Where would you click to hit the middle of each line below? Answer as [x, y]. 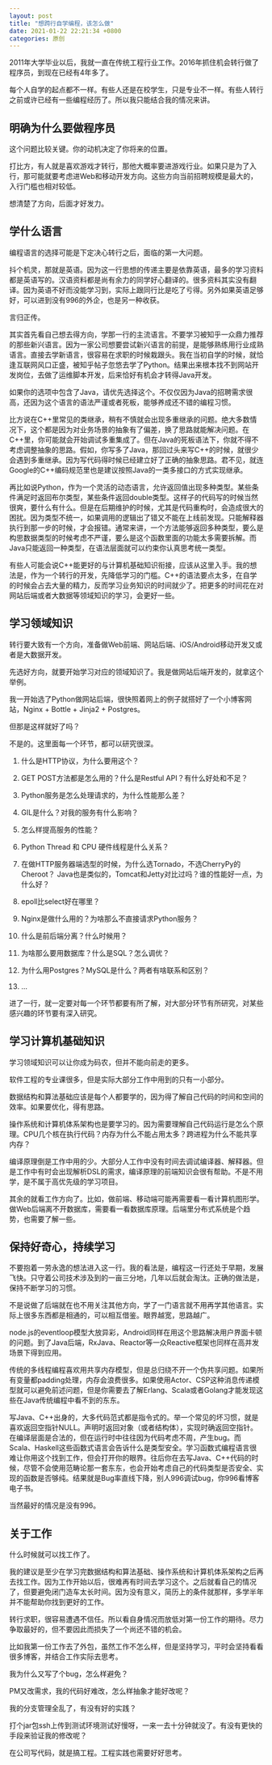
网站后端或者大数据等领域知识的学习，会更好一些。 [94, 595]
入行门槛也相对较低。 [44, 186]
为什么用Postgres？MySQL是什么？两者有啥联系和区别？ [115, 970]
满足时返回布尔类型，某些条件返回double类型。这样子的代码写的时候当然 [137, 497]
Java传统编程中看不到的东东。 [73, 1400]
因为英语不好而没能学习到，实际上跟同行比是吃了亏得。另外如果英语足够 [143, 290]
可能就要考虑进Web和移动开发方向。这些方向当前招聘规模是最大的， [144, 176]
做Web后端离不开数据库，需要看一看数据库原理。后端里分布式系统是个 [126, 1209]
